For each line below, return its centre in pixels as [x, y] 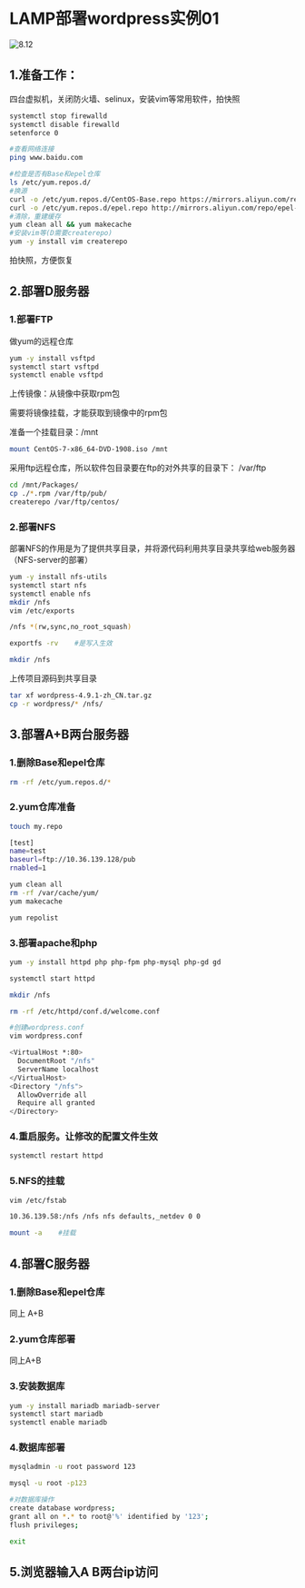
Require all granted [56, 1103]
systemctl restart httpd [56, 1156]
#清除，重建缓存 [35, 216]
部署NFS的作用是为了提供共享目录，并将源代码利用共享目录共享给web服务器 [152, 548]
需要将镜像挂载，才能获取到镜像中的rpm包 [89, 413]
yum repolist [34, 918]
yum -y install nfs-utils [58, 577]
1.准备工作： [44, 75]
